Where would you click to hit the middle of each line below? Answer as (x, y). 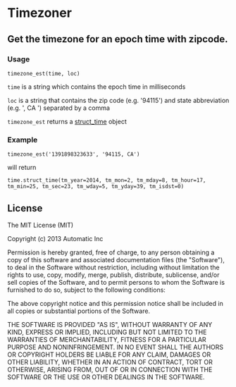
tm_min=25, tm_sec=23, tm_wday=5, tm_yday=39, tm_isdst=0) (96, 187)
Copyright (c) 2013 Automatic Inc (55, 238)
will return (22, 168)
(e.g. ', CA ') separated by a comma (59, 108)
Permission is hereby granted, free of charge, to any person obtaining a (111, 252)
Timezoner (40, 13)
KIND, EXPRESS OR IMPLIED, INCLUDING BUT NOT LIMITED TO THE (107, 332)
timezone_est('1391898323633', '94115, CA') (74, 154)
